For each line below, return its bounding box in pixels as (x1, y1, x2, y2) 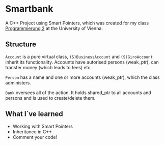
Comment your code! (12, 134, 58, 140)
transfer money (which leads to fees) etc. (5, 64, 92, 70)
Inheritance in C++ (12, 128, 52, 135)
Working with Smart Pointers (12, 123, 73, 129)
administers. (5, 79, 32, 85)
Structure (5, 40, 37, 49)
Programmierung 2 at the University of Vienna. (5, 25, 103, 31)
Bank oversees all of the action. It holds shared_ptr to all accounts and (5, 90, 151, 96)
